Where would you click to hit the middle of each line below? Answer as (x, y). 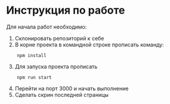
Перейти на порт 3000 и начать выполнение (72, 88)
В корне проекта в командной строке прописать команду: (89, 45)
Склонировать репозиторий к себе (59, 38)
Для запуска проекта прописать (56, 67)
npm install (32, 55)
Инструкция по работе (66, 10)
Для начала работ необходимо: (47, 27)
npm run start (34, 77)
